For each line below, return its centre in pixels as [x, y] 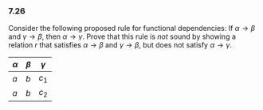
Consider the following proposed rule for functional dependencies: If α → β [132, 28]
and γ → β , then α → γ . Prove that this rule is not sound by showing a [122, 36]
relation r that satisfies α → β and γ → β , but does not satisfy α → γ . [120, 45]
